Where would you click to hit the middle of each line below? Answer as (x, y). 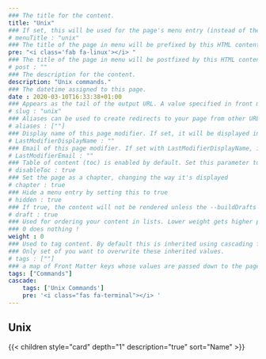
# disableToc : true (42, 170)
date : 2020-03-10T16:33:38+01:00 (65, 97)
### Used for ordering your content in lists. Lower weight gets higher (131, 222)
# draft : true (33, 215)
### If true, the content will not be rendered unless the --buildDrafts (133, 207)
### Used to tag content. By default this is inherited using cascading (131, 244)
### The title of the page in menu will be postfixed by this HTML (122, 60)
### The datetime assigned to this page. (78, 89)
